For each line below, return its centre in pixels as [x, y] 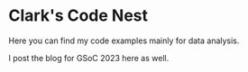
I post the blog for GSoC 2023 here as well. [89, 58]
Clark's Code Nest [78, 16]
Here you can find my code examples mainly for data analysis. [124, 40]
